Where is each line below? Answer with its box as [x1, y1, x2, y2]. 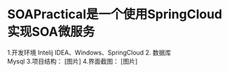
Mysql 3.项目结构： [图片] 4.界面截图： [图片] [7, 57, 138, 65]
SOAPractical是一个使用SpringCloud [7, 6, 223, 22]
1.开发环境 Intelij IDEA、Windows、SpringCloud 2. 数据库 [7, 48, 172, 57]
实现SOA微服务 [7, 24, 95, 40]
